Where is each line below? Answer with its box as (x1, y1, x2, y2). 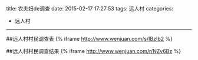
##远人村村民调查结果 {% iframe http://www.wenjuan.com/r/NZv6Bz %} (6, 48, 181, 54)
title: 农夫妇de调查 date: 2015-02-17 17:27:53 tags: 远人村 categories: (6, 5, 174, 12)
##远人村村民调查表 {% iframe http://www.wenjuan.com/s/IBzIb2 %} (6, 36, 173, 42)
